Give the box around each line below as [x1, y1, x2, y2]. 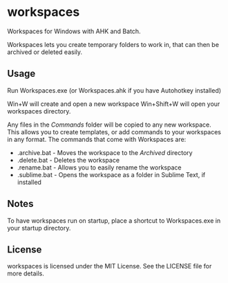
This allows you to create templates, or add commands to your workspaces [7, 127, 222, 136]
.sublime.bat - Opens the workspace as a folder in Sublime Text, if [17, 170, 206, 179]
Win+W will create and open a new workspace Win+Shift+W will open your [7, 100, 220, 108]
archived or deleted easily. [7, 48, 83, 56]
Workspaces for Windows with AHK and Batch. [7, 27, 141, 35]
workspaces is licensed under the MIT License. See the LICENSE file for [7, 262, 212, 271]
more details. [7, 269, 45, 277]
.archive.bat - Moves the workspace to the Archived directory [17, 148, 193, 156]
